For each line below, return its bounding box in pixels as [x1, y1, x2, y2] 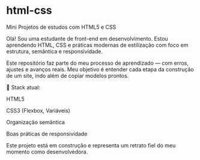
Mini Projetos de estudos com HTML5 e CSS [6, 23, 117, 31]
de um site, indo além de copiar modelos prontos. [6, 72, 129, 79]
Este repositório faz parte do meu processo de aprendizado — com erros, [6, 59, 189, 67]
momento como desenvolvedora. [6, 148, 88, 155]
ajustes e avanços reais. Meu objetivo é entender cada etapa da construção [6, 65, 194, 73]
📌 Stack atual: [6, 83, 41, 90]
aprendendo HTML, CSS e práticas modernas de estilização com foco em [6, 41, 189, 49]
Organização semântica [6, 118, 65, 126]
